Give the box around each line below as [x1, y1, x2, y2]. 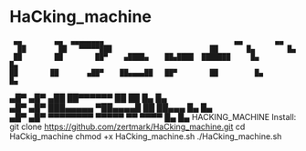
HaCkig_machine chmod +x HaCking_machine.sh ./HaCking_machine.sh [9, 130, 282, 142]
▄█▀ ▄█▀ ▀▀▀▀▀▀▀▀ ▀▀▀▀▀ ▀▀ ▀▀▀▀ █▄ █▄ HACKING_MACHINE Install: [9, 111, 297, 122]
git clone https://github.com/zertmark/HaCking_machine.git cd [9, 121, 246, 132]
